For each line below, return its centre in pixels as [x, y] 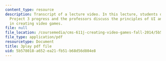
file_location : [21, 32]
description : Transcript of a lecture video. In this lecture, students [82, 14]
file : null [16, 28]
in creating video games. [36, 23]
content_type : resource [30, 10]
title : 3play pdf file [28, 46]
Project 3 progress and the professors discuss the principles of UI [83, 19]
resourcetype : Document [30, 42]
